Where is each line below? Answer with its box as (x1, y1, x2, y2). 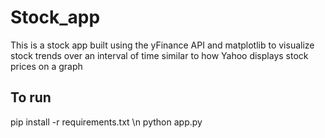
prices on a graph (10, 60, 83, 72)
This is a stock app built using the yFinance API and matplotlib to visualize (10, 39, 315, 51)
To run (10, 89, 52, 106)
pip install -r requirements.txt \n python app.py (10, 116, 203, 128)
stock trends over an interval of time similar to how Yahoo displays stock (10, 49, 309, 61)
